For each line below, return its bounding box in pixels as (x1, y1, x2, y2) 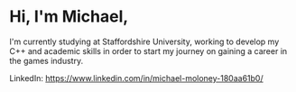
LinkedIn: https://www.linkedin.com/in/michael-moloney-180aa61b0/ (9, 72, 264, 83)
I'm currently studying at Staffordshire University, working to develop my (9, 36, 280, 47)
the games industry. (9, 55, 84, 66)
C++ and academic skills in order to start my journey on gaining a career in (9, 45, 288, 56)
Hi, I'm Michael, (9, 6, 129, 27)
